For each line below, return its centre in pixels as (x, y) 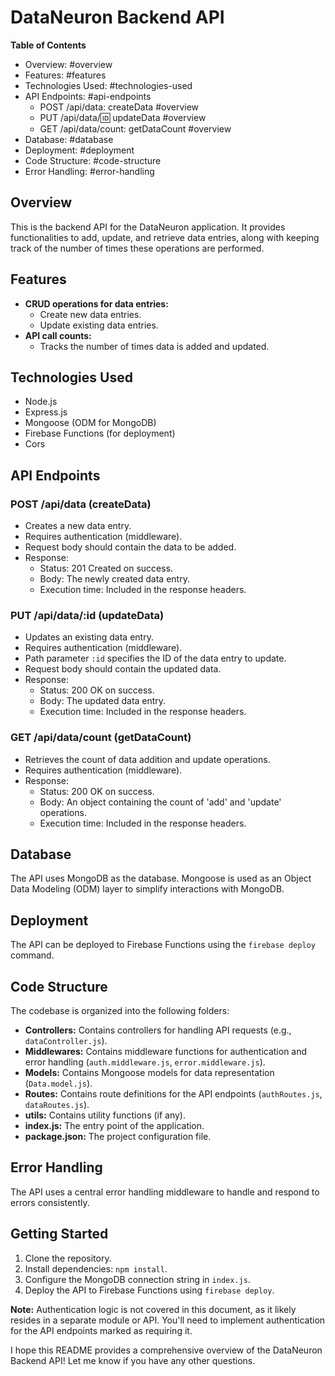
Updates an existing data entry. (89, 637)
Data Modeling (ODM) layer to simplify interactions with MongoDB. (147, 889)
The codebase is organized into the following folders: (120, 1011)
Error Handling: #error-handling (89, 171)
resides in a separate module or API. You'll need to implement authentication (168, 1320)
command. (32, 955)
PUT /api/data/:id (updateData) (87, 615)
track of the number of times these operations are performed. (137, 248)
